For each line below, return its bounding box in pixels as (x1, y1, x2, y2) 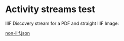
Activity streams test (5, 4, 95, 15)
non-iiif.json (5, 30, 30, 36)
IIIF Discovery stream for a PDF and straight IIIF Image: (5, 20, 119, 26)
